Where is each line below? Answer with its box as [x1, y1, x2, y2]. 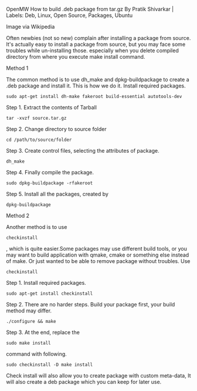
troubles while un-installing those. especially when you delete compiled [6, 47, 179, 54]
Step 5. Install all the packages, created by [6, 191, 108, 197]
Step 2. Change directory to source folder [6, 126, 107, 132]
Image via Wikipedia [6, 23, 55, 30]
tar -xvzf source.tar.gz [6, 115, 67, 121]
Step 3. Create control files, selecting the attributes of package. [6, 147, 159, 154]
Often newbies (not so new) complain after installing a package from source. [6, 35, 191, 41]
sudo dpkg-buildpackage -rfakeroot [6, 180, 93, 186]
